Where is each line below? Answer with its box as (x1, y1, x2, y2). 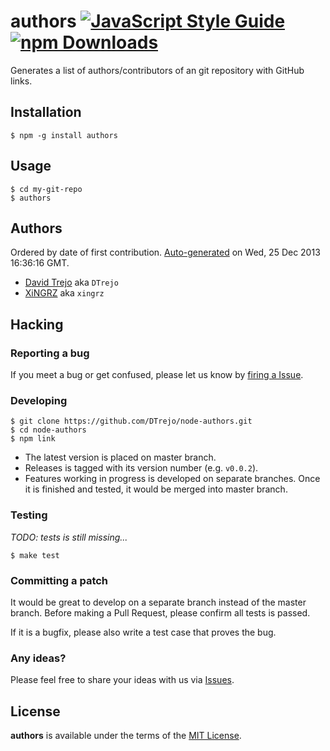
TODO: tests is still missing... (10, 531, 128, 543)
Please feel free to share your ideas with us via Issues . (10, 674, 235, 686)
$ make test (10, 550, 60, 560)
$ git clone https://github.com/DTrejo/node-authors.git (10, 416, 253, 427)
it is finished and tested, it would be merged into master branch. (24, 483, 288, 495)
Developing (10, 393, 68, 407)
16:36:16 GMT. (10, 257, 70, 269)
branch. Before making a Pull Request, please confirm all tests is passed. (10, 606, 311, 619)
